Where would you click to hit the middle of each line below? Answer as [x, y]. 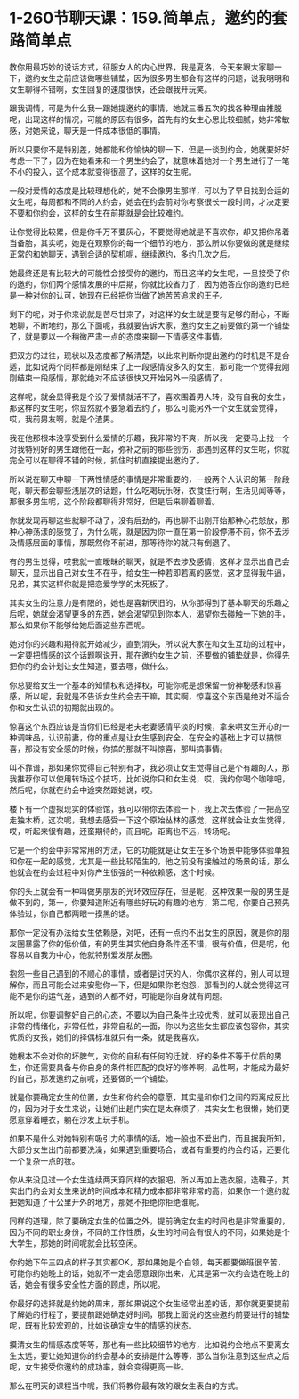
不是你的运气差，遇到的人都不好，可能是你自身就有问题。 [122, 995]
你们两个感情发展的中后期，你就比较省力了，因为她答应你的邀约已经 [165, 284]
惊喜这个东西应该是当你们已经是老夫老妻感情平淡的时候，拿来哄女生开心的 [145, 726]
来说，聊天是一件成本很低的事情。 [102, 130]
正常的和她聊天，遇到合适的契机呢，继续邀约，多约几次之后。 [122, 254]
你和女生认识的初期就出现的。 [64, 707]
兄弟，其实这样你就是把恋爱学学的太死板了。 [91, 584]
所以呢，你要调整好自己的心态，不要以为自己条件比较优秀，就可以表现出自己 [149, 1014]
